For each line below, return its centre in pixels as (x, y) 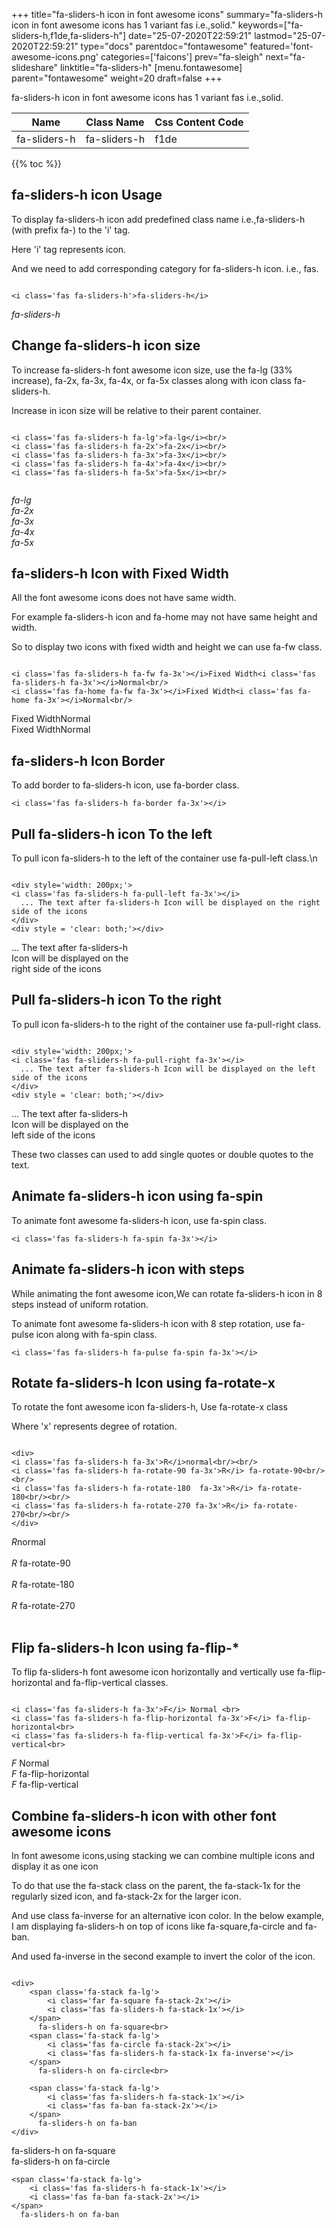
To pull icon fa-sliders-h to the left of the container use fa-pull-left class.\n (164, 858)
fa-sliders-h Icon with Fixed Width (120, 574)
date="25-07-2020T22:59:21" (190, 35)
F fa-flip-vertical (45, 1785)
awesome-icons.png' (55, 57)
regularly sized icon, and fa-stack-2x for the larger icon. (126, 1896)
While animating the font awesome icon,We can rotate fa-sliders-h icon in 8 (167, 1293)
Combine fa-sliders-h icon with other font (144, 1815)
